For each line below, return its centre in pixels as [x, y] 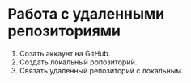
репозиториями [64, 31]
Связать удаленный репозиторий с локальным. [101, 70]
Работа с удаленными [86, 14]
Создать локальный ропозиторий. [78, 62]
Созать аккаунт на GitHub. [65, 53]
